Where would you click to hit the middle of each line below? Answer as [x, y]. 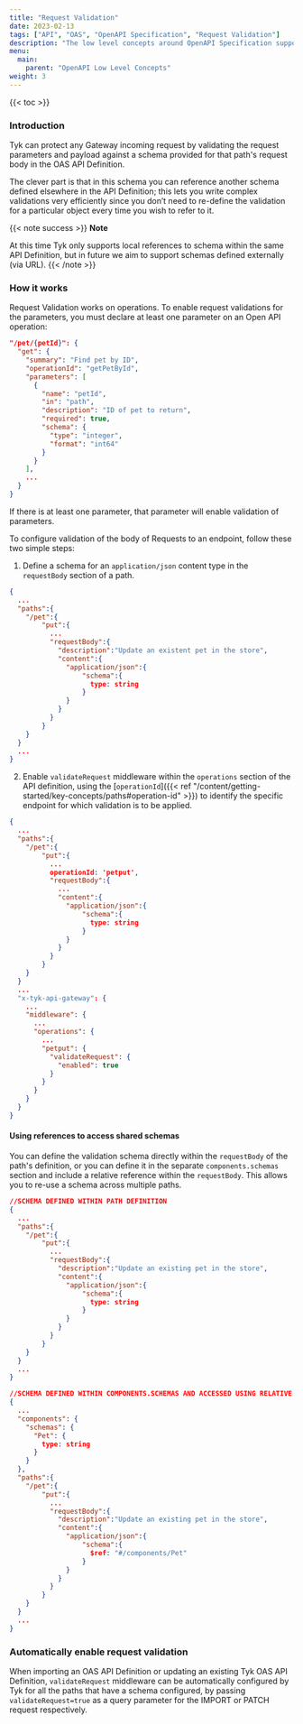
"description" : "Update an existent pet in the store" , [163, 650]
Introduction [37, 125]
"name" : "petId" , [74, 393]
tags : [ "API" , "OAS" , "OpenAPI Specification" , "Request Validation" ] [145, 34]
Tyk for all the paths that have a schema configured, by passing [128, 1690]
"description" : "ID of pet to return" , [117, 410]
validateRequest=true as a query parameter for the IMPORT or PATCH [139, 1700]
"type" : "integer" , [86, 435]
